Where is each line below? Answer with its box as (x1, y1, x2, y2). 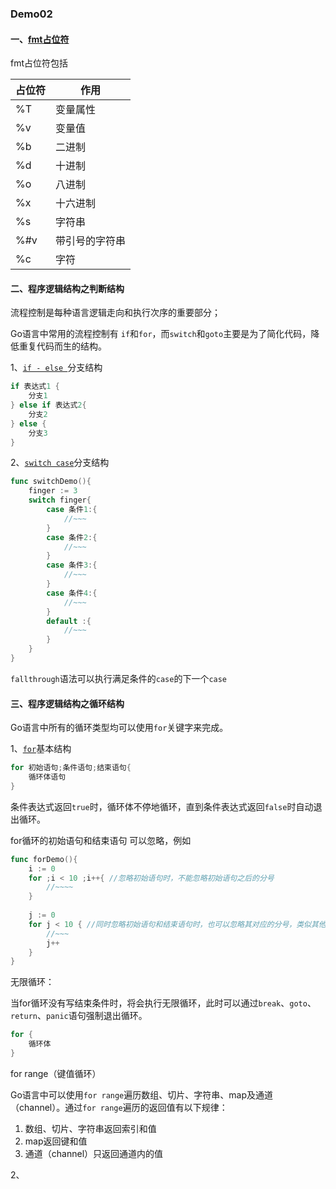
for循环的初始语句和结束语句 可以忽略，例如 (10, 834, 192, 846)
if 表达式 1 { (10, 382, 60, 392)
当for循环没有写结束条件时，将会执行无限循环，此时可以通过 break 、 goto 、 (10, 997, 317, 1009)
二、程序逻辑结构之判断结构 (10, 282, 125, 294)
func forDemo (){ (10, 854, 78, 864)
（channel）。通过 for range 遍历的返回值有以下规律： (10, 1101, 228, 1113)
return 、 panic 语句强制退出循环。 (10, 1010, 148, 1022)
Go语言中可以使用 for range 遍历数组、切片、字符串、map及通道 (10, 1088, 273, 1101)
